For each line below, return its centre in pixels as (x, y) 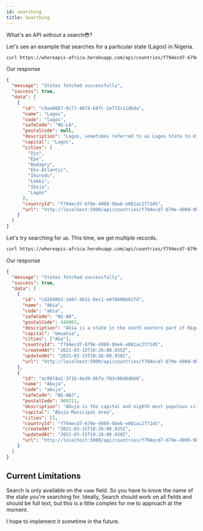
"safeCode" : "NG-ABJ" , (51, 396)
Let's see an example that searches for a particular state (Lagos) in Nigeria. (100, 47)
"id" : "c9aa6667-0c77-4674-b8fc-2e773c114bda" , (83, 108)
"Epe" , (36, 159)
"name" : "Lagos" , (44, 114)
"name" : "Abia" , (43, 305)
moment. (17, 510)
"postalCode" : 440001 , (51, 322)
